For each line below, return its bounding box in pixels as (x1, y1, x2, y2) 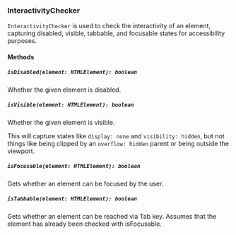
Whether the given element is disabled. (7, 85, 122, 94)
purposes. (7, 37, 37, 45)
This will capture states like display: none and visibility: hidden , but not (7, 131, 225, 140)
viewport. (7, 147, 35, 155)
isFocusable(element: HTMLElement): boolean (7, 163, 141, 170)
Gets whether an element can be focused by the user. (7, 179, 164, 188)
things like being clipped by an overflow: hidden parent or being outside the (7, 139, 230, 147)
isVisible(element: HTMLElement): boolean (7, 102, 134, 109)
